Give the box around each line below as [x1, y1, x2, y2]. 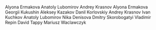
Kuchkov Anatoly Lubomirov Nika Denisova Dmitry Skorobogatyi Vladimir [5, 15, 151, 20]
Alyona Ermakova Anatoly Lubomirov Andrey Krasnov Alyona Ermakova [5, 4, 148, 10]
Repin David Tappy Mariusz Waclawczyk [5, 19, 87, 25]
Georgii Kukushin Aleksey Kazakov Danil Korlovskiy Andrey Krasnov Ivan [5, 9, 151, 15]
